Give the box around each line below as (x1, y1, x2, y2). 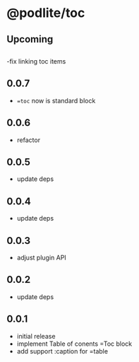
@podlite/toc (6, 5, 85, 21)
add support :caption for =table (16, 346, 109, 355)
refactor (16, 136, 40, 144)
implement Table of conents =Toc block (16, 339, 133, 348)
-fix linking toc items (6, 57, 66, 65)
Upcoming (6, 33, 54, 45)
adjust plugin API (16, 253, 66, 262)
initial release (16, 332, 56, 340)
